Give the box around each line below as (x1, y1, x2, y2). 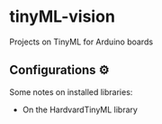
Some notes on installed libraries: (9, 86, 133, 97)
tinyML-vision (9, 6, 115, 27)
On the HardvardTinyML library (22, 104, 138, 115)
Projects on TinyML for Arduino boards (9, 36, 154, 47)
